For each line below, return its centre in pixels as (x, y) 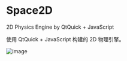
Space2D (29, 10)
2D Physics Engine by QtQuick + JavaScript (60, 27)
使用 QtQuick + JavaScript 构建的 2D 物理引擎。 (65, 39)
